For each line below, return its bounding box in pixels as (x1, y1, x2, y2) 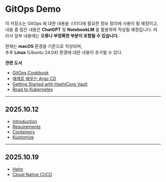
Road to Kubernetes (12, 86, 53, 92)
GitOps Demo (5, 3, 61, 15)
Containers (12, 129, 35, 135)
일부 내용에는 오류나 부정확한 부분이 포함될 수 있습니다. (14, 33, 119, 38)
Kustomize (12, 134, 34, 140)
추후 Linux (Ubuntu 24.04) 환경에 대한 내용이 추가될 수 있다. (5, 49, 123, 55)
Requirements (12, 123, 41, 129)
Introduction (12, 118, 38, 124)
